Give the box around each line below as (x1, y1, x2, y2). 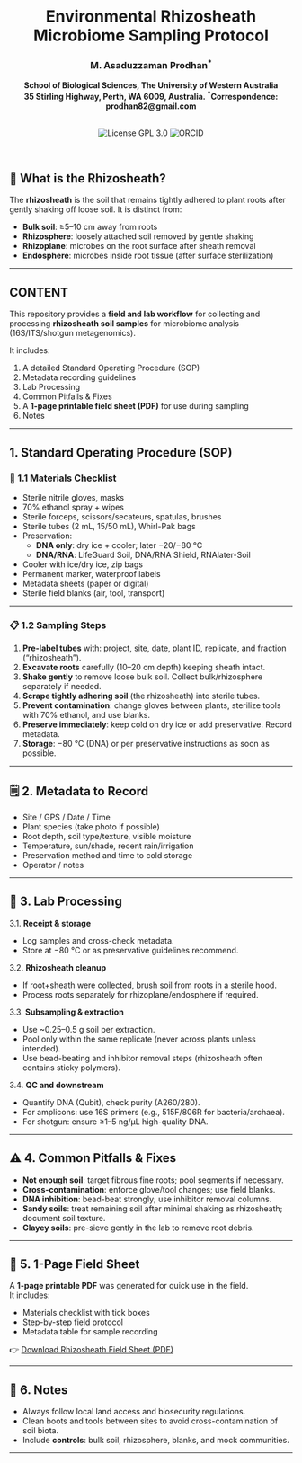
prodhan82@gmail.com (105, 101, 197, 111)
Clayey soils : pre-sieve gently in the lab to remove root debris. (22, 1222, 254, 1233)
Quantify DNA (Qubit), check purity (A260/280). (22, 1096, 200, 1107)
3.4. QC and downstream (9, 1079, 104, 1090)
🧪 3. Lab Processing (9, 894, 123, 909)
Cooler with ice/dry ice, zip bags (22, 559, 144, 570)
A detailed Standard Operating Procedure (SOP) (22, 362, 200, 374)
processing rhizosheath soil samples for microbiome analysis (9, 318, 240, 329)
